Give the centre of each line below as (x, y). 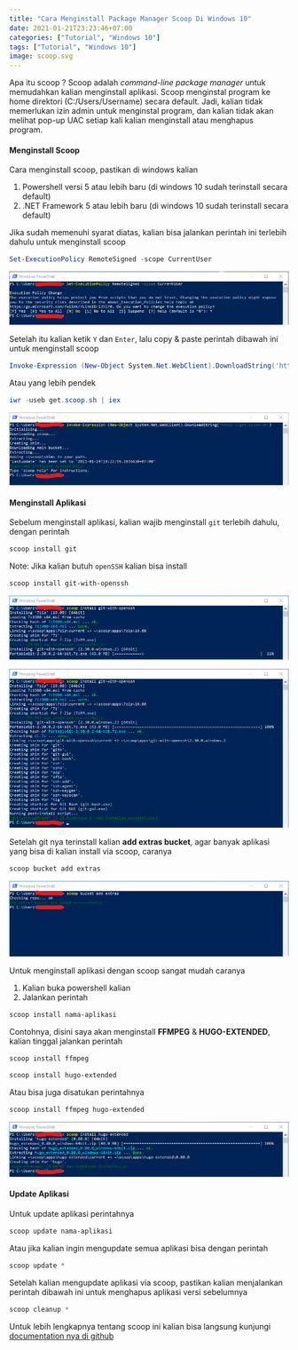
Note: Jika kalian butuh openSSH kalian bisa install (98, 566)
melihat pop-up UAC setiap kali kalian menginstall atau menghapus (132, 121)
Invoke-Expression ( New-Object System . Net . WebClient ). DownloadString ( (142, 366)
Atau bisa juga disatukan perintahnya (77, 1092)
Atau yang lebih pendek (52, 383)
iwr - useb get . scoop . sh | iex (65, 401)
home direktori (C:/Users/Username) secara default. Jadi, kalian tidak (136, 101)
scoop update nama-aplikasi (61, 1231)
